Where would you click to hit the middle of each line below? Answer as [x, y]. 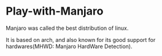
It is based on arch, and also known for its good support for [81, 40]
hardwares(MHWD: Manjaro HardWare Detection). [69, 46]
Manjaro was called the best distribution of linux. [67, 28]
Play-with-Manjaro [55, 11]
